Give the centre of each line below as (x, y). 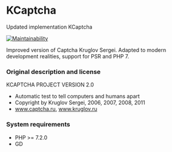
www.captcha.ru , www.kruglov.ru (56, 109)
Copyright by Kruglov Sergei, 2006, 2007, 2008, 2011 (80, 103)
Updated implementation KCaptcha (49, 27)
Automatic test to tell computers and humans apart (77, 97)
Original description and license (53, 72)
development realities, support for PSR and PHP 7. (68, 56)
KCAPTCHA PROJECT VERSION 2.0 (50, 85)
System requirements (38, 125)
